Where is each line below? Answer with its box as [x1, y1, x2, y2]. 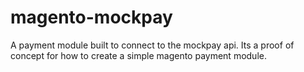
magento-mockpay [10, 6, 173, 29]
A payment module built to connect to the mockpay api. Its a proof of [10, 39, 295, 51]
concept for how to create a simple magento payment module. [10, 49, 267, 61]
